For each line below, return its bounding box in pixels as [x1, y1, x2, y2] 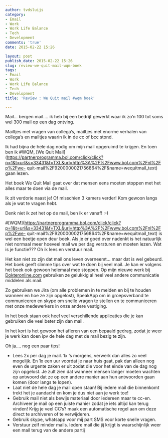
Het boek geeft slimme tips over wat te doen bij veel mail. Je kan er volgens [5, 262, 161, 268]
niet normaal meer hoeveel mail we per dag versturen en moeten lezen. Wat [5, 241, 161, 247]
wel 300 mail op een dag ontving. [5, 119, 74, 125]
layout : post [5, 54, 33, 59]
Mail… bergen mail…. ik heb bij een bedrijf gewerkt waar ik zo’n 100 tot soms [5, 114, 163, 120]
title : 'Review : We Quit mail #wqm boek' [5, 96, 95, 101]
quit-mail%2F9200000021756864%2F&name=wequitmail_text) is [27, 231, 162, 237]
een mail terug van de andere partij [12, 427, 85, 433]
